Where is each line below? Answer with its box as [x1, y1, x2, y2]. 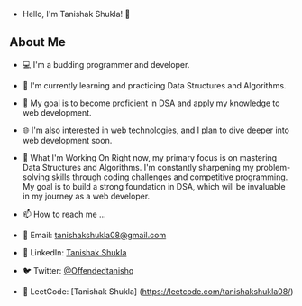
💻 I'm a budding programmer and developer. [22, 59, 190, 70]
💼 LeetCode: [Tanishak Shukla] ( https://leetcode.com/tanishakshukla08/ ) [22, 285, 294, 297]
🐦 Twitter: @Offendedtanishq [22, 264, 134, 275]
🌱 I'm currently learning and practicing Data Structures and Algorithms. [22, 79, 287, 90]
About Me [9, 34, 66, 50]
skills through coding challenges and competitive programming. [51, 172, 288, 182]
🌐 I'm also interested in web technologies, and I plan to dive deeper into [22, 125, 290, 135]
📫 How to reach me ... [22, 209, 106, 219]
